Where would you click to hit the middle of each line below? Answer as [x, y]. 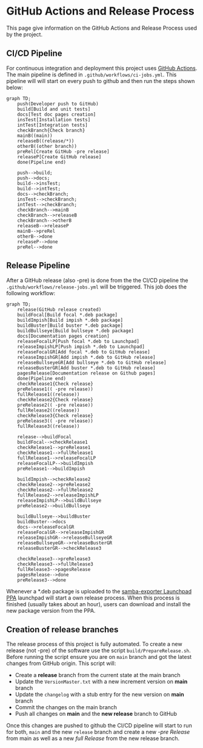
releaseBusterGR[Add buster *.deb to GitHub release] [86, 368]
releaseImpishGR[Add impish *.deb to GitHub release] [86, 357]
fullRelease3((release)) [48, 426]
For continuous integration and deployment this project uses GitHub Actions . [102, 68]
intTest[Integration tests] [52, 125]
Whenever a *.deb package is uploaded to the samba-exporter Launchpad [99, 591]
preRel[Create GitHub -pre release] [64, 152]
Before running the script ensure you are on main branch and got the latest [99, 657]
